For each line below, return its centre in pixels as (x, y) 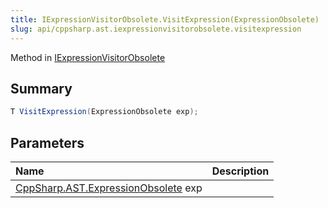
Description (240, 171)
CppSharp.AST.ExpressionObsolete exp (109, 188)
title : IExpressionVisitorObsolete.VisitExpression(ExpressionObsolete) (165, 19)
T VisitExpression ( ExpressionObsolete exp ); (104, 112)
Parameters (47, 142)
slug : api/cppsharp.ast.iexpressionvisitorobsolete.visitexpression (156, 29)
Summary (41, 88)
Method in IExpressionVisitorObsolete (88, 57)
